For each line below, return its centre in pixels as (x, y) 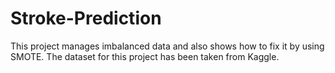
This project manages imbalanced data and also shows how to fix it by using (167, 46)
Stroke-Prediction (86, 18)
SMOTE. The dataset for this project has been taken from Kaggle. (145, 56)
